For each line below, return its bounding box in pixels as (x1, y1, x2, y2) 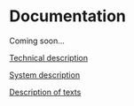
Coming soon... (9, 35, 65, 46)
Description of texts (9, 87, 82, 97)
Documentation (9, 6, 127, 26)
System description (9, 69, 81, 80)
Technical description (9, 52, 89, 63)
